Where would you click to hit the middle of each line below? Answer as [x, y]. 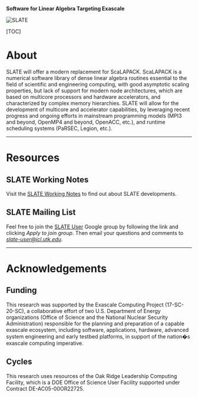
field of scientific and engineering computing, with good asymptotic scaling [98, 84]
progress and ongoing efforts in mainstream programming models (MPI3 [94, 115]
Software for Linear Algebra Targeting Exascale [65, 9]
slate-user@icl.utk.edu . [34, 239]
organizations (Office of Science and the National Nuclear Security [87, 317]
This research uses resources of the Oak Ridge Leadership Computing [92, 376]
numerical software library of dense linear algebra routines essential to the [97, 78]
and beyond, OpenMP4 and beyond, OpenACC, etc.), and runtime [86, 122]
